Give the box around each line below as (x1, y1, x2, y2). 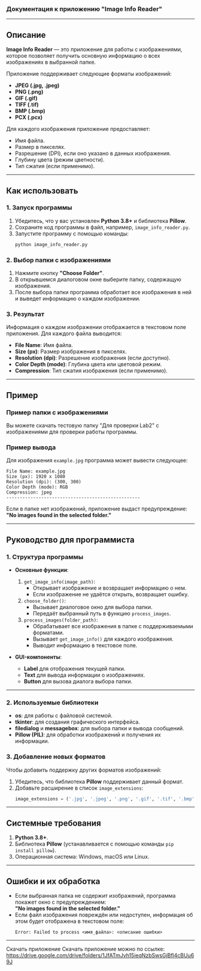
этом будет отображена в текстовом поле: (14, 918, 124, 925)
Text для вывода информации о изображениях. (23, 671, 145, 679)
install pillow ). (14, 847, 57, 854)
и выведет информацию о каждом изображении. (14, 295, 141, 302)
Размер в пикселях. (14, 144, 66, 151)
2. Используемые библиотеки (6, 698, 99, 707)
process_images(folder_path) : (23, 616, 98, 623)
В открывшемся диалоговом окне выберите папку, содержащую (14, 276, 181, 283)
